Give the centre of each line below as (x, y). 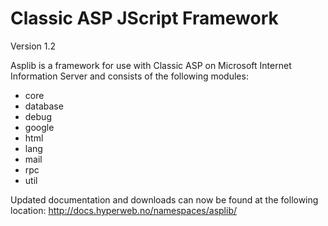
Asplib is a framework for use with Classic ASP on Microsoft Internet (151, 65)
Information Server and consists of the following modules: (129, 76)
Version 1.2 (33, 46)
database (44, 106)
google (39, 127)
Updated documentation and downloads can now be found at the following (164, 199)
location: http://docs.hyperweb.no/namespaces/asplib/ (123, 210)
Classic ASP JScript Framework (144, 18)
